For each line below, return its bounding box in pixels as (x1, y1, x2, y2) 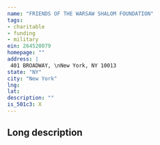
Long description (7, 127, 83, 139)
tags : (7, 17, 23, 24)
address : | (7, 56, 39, 63)
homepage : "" (7, 49, 45, 56)
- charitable (7, 23, 45, 30)
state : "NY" (7, 68, 42, 75)
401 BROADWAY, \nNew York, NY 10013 (10, 62, 117, 69)
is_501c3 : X (7, 101, 42, 108)
